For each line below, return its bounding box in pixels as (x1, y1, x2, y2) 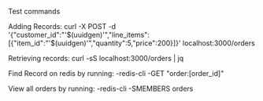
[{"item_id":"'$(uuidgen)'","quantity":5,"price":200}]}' (8, 38, 181, 48)
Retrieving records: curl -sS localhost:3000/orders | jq (8, 54, 184, 63)
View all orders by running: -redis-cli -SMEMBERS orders (8, 84, 194, 93)
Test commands (8, 7, 61, 16)
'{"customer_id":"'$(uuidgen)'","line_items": (8, 31, 150, 39)
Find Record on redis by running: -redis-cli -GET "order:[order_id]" (8, 69, 224, 78)
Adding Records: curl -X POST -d (8, 22, 117, 31)
